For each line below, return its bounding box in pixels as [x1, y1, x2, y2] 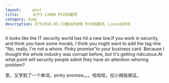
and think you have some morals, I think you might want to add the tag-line [5, 41, 161, 47]
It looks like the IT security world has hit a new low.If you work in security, [5, 35, 159, 41]
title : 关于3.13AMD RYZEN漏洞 [5, 12, 77, 17]
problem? [5, 62, 25, 68]
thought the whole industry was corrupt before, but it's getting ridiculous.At [5, 51, 163, 57]
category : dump [5, 17, 37, 22]
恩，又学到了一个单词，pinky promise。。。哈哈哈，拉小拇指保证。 [5, 72, 141, 78]
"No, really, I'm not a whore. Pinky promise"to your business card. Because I [5, 46, 164, 52]
